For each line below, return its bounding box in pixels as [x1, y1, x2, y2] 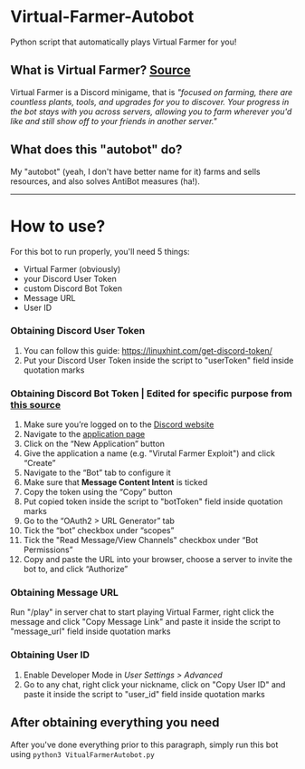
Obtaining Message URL [10, 587, 119, 599]
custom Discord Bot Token [23, 283, 123, 294]
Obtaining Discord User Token [10, 325, 146, 337]
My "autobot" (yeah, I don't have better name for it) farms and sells [10, 166, 261, 177]
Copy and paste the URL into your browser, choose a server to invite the [23, 554, 293, 565]
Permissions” [23, 544, 73, 555]
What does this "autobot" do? [10, 142, 183, 158]
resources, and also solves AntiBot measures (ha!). [10, 175, 200, 187]
